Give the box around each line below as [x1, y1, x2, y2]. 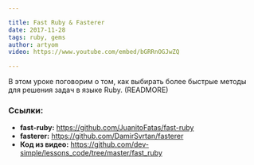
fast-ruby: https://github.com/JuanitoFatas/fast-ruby [19, 123, 194, 132]
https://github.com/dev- [70, 140, 150, 149]
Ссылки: [8, 105, 44, 116]
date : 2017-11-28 [8, 25, 66, 34]
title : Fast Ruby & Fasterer [8, 18, 105, 26]
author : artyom [8, 40, 59, 48]
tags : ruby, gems [8, 33, 66, 41]
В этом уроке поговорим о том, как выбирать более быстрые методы [8, 77, 247, 86]
